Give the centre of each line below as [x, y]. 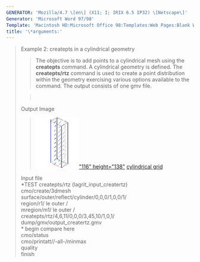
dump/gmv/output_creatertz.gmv [61, 223]
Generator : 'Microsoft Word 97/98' [50, 19]
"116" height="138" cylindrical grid [121, 167]
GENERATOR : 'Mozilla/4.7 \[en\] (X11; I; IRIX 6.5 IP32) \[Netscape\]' [97, 13]
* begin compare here [48, 229]
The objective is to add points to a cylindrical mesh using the [110, 61]
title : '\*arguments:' [34, 32]
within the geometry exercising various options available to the [112, 80]
